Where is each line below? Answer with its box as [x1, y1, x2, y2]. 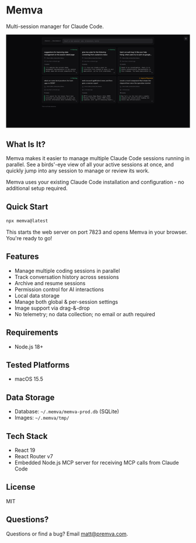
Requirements [6, 328, 58, 338]
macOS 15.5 [14, 375, 44, 383]
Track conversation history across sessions [14, 273, 120, 281]
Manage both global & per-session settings [14, 298, 118, 305]
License [6, 482, 36, 492]
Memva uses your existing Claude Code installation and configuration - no [6, 179, 185, 186]
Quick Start [6, 202, 48, 212]
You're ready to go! [6, 234, 52, 241]
